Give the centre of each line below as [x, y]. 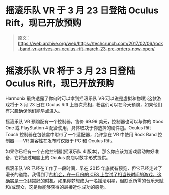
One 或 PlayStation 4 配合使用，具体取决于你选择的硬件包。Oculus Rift [78, 128]
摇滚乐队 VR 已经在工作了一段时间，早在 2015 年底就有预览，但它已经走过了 [84, 168]
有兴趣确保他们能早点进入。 [34, 111]
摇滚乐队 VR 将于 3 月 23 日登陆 [70, 71]
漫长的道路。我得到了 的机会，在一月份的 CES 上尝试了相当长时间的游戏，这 [83, 174]
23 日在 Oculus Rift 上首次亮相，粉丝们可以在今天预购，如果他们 [96, 104]
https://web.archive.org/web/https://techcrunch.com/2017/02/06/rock [90, 43]
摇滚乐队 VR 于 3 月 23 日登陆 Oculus [82, 10]
